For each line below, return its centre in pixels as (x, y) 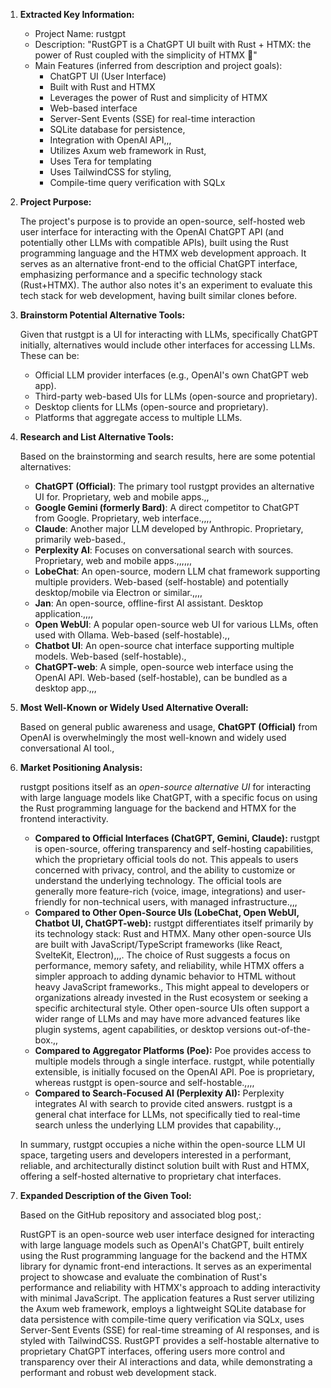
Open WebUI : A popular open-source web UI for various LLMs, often (176, 624)
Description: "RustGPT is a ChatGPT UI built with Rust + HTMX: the (173, 44)
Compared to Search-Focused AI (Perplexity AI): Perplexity (159, 1093)
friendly (50, 902)
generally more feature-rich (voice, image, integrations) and (158, 891)
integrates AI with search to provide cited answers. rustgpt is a (163, 1103)
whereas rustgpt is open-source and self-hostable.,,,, (144, 1082)
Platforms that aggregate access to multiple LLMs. (138, 417)
